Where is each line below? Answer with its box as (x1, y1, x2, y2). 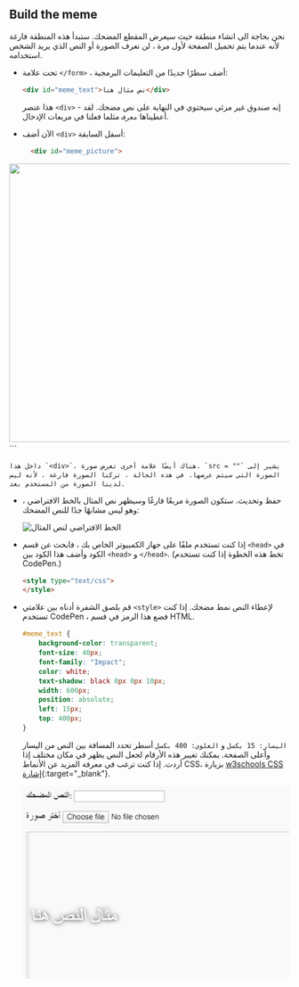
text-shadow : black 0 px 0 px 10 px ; (38, 677, 166, 686)
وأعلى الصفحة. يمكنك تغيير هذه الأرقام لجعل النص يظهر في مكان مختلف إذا (21, 749, 271, 760)
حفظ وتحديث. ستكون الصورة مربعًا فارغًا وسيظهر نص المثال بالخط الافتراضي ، (21, 495, 282, 506)
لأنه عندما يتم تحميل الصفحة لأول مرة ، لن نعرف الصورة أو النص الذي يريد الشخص (9, 40, 280, 51)
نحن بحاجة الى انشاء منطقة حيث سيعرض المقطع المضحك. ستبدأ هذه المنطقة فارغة (9, 30, 286, 41)
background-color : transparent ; (38, 639, 158, 648)
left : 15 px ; (38, 704, 83, 714)
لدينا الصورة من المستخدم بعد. (9, 479, 125, 489)
